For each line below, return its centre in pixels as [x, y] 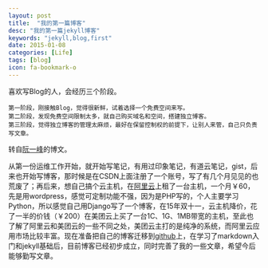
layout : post [30, 16]
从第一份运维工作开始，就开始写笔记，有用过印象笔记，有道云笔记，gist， [130, 166]
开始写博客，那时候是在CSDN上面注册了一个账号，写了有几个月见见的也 [140, 175]
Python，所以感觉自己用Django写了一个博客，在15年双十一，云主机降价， [130, 206]
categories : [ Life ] [41, 53]
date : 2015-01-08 [37, 45]
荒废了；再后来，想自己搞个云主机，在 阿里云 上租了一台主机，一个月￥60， [132, 186]
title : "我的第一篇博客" [47, 23]
